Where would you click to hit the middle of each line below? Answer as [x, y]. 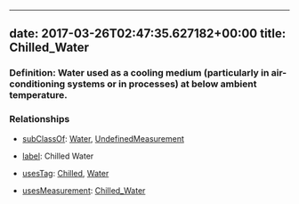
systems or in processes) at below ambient [162, 84]
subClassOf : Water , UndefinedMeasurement [103, 138]
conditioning [37, 84]
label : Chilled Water [58, 156]
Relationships [40, 119]
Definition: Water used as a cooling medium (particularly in [139, 73]
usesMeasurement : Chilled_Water [84, 190]
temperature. [39, 95]
